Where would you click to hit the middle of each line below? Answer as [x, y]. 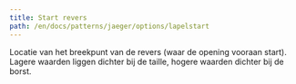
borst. [20, 71]
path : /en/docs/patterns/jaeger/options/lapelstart [109, 26]
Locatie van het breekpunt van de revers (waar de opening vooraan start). [148, 51]
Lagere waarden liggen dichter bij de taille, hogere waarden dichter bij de [147, 61]
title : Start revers [49, 18]
